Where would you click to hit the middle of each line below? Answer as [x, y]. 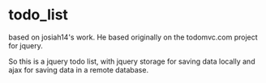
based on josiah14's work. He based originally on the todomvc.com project [133, 37]
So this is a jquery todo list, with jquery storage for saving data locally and [132, 61]
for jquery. [26, 45]
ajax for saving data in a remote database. [78, 69]
